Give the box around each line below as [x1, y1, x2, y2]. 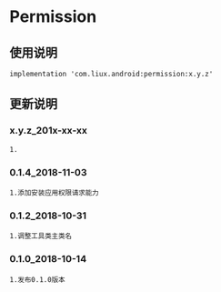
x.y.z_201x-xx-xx [9, 125, 88, 137]
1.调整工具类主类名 [9, 232, 73, 241]
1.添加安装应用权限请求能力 [9, 188, 100, 197]
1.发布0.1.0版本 [9, 275, 65, 284]
